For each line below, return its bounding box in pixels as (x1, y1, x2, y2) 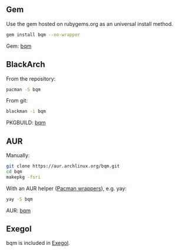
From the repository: (6, 75, 56, 82)
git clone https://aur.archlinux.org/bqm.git (6, 163, 120, 170)
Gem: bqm (6, 42, 32, 49)
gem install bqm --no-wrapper (6, 32, 81, 38)
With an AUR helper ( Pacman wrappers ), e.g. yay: (6, 185, 127, 192)
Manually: (6, 152, 30, 159)
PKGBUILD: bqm (6, 119, 46, 126)
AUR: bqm (6, 207, 31, 214)
